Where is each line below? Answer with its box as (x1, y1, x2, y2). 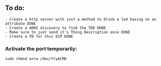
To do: (5, 4, 25, 12)
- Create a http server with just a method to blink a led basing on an (5, 17, 157, 22)
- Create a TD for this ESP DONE (5, 34, 73, 39)
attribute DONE (5, 21, 36, 26)
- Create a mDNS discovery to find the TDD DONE (5, 25, 106, 30)
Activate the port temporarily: (5, 45, 77, 52)
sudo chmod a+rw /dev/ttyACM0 (5, 56, 67, 62)
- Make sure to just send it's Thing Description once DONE (5, 29, 131, 35)
